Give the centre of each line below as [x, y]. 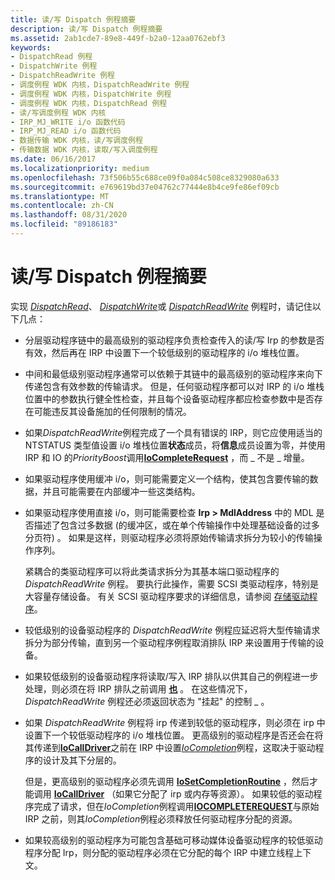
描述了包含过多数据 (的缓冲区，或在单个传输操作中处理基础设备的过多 [176, 525]
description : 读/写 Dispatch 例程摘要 [86, 29]
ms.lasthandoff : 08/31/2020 [69, 215]
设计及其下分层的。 [82, 760]
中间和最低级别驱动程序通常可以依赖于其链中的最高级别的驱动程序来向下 [173, 373]
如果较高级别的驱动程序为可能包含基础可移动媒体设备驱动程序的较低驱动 [173, 840]
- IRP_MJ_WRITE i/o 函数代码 [68, 122]
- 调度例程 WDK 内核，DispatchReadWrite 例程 [100, 85]
